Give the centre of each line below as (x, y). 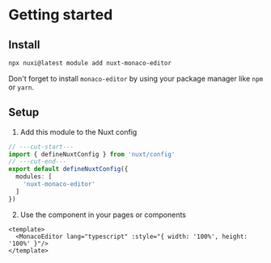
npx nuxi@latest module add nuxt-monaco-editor (90, 63)
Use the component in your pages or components (103, 215)
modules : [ (34, 177)
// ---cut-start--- (41, 147)
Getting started (61, 15)
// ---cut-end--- (38, 162)
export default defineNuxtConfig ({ (68, 169)
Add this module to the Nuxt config (78, 131)
